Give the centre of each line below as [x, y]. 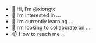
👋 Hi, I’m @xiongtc [34, 9]
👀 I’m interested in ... [36, 15]
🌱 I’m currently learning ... [42, 21]
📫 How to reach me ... [38, 34]
